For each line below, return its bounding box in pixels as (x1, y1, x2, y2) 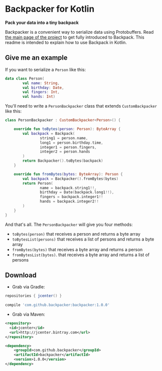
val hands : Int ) (22, 94, 55, 99)
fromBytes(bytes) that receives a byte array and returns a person (12, 246, 143, 252)
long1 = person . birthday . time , (39, 140, 104, 145)
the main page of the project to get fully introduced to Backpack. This (5, 34, 144, 40)
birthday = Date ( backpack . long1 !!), (39, 190, 114, 195)
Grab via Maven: (12, 311, 45, 317)
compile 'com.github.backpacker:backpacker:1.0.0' (5, 303, 110, 307)
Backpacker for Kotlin (5, 3, 95, 15)
